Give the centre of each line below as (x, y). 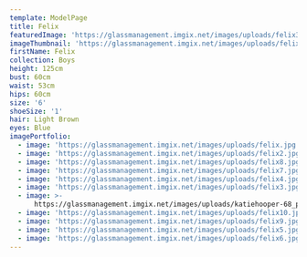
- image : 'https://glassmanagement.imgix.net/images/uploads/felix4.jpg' (161, 179)
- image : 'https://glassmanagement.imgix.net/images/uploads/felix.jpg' (159, 145)
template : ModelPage (49, 18)
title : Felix (34, 26)
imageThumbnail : (40, 43)
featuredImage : (38, 35)
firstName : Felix (42, 52)
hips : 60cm (30, 94)
